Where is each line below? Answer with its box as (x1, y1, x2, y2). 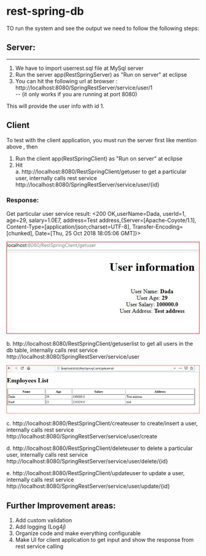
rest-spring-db (6, 4, 84, 18)
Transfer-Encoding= (132, 223, 183, 230)
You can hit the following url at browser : (15, 77, 118, 85)
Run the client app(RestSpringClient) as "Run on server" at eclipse (15, 154, 183, 162)
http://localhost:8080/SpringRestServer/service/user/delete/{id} (6, 458, 169, 465)
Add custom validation (15, 517, 72, 524)
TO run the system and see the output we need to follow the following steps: (6, 25, 199, 32)
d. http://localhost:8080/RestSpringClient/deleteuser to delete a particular (6, 444, 193, 452)
